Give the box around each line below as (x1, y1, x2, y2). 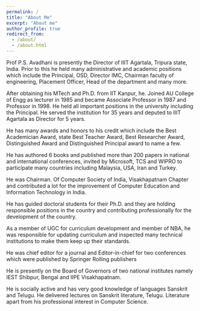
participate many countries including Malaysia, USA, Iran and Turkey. (6, 164, 178, 171)
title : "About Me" (6, 14, 52, 20)
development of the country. (6, 213, 77, 220)
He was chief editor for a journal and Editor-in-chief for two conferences (6, 249, 186, 256)
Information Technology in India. (6, 188, 87, 196)
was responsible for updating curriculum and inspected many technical (6, 231, 183, 238)
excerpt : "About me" (6, 20, 58, 26)
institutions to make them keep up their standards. (6, 237, 131, 244)
